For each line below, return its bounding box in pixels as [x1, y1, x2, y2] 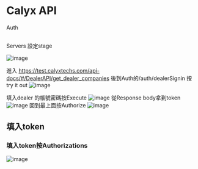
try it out [6, 82, 28, 89]
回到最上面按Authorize [29, 102, 86, 109]
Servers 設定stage [6, 42, 53, 49]
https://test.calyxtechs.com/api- [18, 67, 100, 74]
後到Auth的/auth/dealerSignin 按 [111, 74, 193, 82]
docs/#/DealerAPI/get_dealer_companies [6, 74, 110, 82]
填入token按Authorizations [6, 141, 88, 149]
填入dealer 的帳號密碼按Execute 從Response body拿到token [6, 94, 181, 101]
